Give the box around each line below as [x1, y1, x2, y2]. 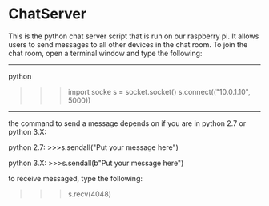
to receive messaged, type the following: [8, 173, 143, 183]
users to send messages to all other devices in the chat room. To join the [8, 39, 248, 49]
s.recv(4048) [67, 189, 112, 199]
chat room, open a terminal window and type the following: [8, 48, 203, 58]
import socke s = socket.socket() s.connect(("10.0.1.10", [67, 87, 251, 96]
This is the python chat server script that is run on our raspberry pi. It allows [8, 31, 259, 41]
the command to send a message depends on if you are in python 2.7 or [8, 118, 247, 128]
